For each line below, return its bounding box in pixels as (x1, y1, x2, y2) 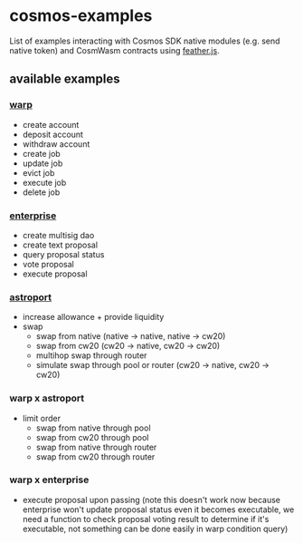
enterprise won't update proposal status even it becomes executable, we (22, 504, 295, 515)
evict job (22, 167, 55, 178)
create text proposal (22, 239, 98, 250)
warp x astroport (9, 392, 84, 404)
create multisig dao (22, 229, 95, 240)
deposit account (22, 129, 84, 140)
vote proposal (22, 258, 74, 269)
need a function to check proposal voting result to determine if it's (22, 513, 270, 524)
